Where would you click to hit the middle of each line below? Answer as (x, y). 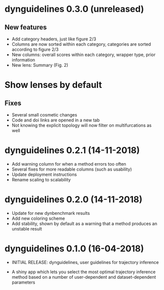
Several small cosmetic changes (44, 115)
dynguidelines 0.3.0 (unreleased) (74, 9)
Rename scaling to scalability (41, 179)
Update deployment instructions (44, 174)
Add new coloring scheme (38, 218)
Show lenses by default (53, 85)
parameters (23, 282)
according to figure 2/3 (35, 49)
